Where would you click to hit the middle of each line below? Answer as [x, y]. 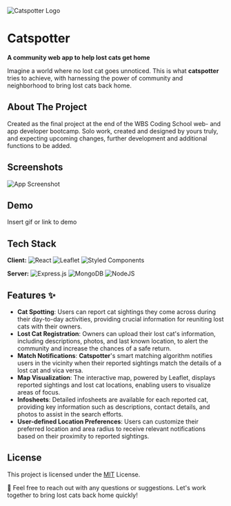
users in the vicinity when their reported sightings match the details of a [119, 363]
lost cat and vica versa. [50, 370]
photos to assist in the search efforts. [70, 414]
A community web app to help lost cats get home [79, 57]
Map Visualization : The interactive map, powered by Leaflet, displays [116, 378]
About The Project [47, 107]
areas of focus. [39, 392]
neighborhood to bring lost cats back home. [70, 85]
